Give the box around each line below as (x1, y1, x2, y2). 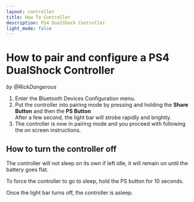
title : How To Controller (6, 14, 70, 20)
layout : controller (6, 8, 55, 15)
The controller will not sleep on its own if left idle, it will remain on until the (6, 160, 188, 167)
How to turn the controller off (6, 144, 117, 154)
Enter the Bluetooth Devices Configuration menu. (14, 95, 136, 102)
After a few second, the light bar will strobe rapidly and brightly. (14, 114, 172, 121)
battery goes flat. (6, 166, 49, 173)
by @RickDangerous (6, 83, 57, 91)
